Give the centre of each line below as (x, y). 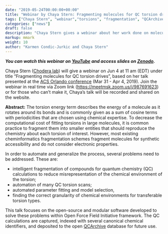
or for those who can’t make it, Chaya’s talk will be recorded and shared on (82, 92)
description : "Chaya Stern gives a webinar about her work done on (77, 33)
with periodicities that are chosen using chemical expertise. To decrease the (84, 117)
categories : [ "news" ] (28, 24)
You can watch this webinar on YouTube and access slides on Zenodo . (80, 61)
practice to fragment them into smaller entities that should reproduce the (80, 128)
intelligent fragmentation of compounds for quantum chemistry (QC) (83, 169)
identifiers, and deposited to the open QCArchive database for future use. (81, 226)
